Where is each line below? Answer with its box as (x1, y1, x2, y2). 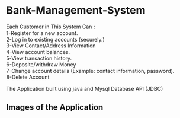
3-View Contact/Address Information (6, 42, 96, 49)
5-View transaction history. (6, 55, 72, 62)
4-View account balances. (6, 48, 70, 55)
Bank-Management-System (6, 4, 146, 17)
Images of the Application (6, 102, 104, 113)
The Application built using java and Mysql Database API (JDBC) (6, 85, 163, 92)
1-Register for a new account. (6, 29, 78, 36)
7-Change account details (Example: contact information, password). (6, 67, 175, 74)
